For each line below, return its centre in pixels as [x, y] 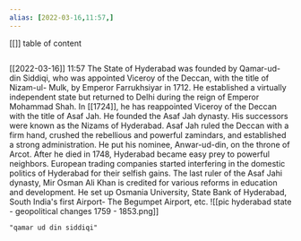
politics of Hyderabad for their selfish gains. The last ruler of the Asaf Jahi [146, 173]
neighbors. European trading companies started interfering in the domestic [147, 163]
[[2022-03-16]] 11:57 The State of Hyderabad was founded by [123, 68]
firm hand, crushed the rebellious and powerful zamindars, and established [148, 134]
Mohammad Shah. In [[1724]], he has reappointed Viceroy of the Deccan [143, 106]
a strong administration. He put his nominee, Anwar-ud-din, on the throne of [150, 144]
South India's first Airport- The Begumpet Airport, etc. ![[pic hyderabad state [150, 202]
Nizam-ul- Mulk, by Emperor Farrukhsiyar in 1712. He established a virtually [148, 87]
